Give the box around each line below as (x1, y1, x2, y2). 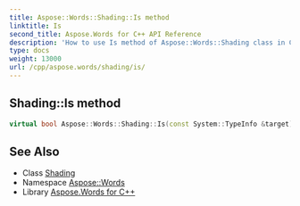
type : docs (9, 46, 50, 55)
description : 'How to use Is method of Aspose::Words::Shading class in (9, 37, 286, 47)
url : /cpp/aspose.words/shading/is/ (9, 63, 146, 72)
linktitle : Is (9, 21, 62, 30)
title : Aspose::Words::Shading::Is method (9, 12, 170, 22)
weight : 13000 (9, 54, 62, 63)
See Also (9, 144, 60, 159)
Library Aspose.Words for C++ (21, 186, 136, 197)
